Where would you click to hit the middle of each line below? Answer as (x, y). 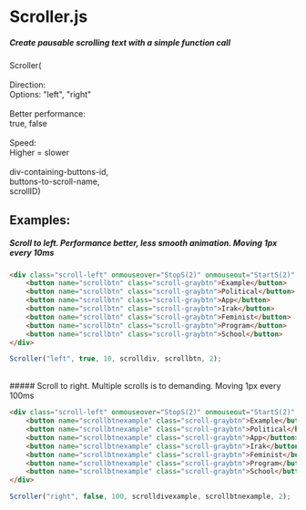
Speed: (23, 143)
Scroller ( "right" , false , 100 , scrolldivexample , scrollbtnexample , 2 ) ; (150, 497)
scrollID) (25, 191)
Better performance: (48, 114)
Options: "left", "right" (51, 95)
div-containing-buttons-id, (59, 172)
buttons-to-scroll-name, (55, 182)
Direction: (28, 85)
